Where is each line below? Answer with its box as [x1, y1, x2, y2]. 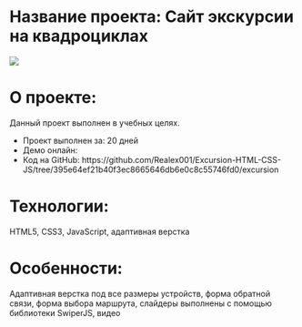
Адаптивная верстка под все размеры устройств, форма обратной [9, 288, 271, 299]
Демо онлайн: [22, 144, 78, 156]
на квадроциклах [9, 26, 148, 46]
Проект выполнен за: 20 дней [22, 135, 139, 146]
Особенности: [9, 258, 123, 279]
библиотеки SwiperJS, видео [9, 307, 121, 318]
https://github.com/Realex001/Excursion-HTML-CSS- [81, 154, 282, 165]
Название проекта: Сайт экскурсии [9, 6, 294, 27]
